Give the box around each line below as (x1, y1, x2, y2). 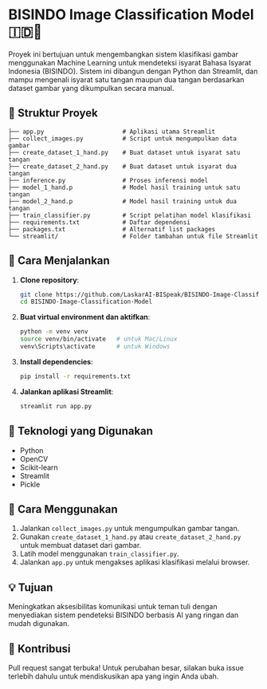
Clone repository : (19, 275, 80, 285)
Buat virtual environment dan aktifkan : (19, 313, 151, 322)
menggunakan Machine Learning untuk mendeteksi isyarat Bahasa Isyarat (8, 57, 252, 67)
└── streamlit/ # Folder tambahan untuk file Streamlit (8, 232, 259, 240)
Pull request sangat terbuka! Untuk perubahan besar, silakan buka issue (8, 663, 245, 672)
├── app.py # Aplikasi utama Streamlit (8, 128, 216, 136)
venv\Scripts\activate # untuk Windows (19, 343, 171, 351)
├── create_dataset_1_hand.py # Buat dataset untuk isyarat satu (8, 148, 241, 156)
